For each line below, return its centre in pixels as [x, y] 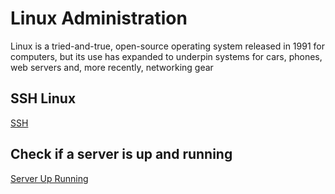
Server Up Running [49, 178]
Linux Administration [99, 18]
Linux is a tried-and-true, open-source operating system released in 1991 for [167, 46]
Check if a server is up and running [121, 154]
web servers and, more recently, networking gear [112, 67]
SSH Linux [43, 98]
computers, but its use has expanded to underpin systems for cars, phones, [166, 56]
